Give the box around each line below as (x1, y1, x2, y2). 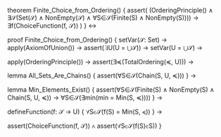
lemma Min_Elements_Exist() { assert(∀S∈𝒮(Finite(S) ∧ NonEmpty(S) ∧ (7, 85, 215, 94)
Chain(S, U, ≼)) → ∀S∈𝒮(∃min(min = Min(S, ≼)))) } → (7, 93, 163, 102)
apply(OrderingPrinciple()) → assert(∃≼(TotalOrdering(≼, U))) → (7, 58, 194, 66)
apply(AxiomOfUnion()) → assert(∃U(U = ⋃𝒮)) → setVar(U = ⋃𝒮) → (7, 44, 203, 52)
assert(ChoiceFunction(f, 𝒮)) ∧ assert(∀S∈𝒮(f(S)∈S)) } (7, 121, 162, 130)
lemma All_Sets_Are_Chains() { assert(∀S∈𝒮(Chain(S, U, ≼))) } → (7, 71, 197, 80)
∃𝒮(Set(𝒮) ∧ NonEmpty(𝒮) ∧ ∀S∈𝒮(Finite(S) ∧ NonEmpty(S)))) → (7, 13, 199, 22)
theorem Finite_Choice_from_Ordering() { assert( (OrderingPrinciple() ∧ (7, 6, 213, 14)
